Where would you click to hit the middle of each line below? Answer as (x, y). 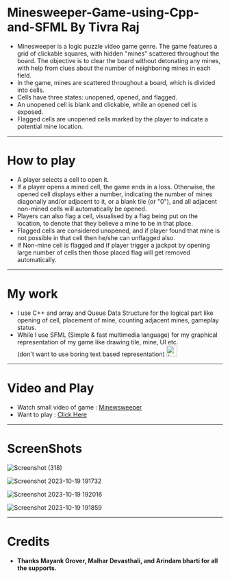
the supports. (37, 568)
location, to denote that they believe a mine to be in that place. (105, 223)
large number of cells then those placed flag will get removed (103, 252)
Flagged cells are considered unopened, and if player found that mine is (118, 231)
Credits (28, 542)
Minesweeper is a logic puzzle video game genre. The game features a (117, 46)
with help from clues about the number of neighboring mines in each (114, 68)
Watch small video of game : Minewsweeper (79, 407)
